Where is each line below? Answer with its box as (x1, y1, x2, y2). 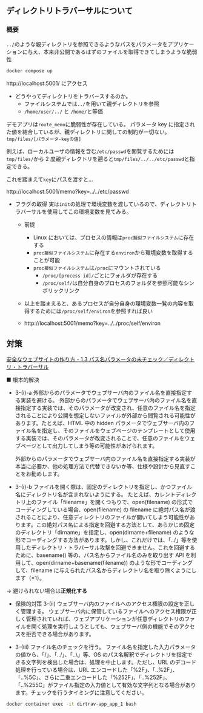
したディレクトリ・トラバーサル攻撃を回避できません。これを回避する (20, 544, 195, 551)
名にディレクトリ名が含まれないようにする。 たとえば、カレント (15, 491, 176, 498)
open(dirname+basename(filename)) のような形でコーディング (36, 559, 193, 567)
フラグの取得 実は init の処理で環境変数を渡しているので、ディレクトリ (15, 200, 192, 208)
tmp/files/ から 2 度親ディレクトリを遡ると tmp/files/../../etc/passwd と (6, 155, 190, 162)
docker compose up (6, 67, 53, 74)
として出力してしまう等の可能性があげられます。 (36, 442, 158, 449)
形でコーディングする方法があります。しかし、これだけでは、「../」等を (15, 536, 192, 544)
